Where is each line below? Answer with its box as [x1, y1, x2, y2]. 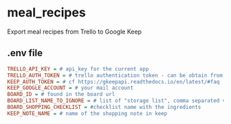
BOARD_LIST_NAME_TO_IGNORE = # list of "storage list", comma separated [7, 97, 220, 104]
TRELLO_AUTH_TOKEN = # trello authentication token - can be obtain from [7, 72, 223, 79]
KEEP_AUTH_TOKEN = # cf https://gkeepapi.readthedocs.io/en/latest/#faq [7, 78, 220, 85]
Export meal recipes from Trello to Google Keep [7, 27, 142, 36]
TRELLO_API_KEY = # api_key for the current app [7, 65, 149, 73]
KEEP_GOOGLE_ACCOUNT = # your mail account [7, 84, 134, 92]
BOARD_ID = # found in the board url [7, 91, 115, 98]
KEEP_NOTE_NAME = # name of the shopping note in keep [7, 110, 168, 117]
